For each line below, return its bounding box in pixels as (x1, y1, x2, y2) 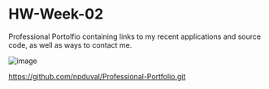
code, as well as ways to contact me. (8, 40, 132, 49)
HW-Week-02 (8, 5, 104, 23)
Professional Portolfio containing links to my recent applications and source (8, 32, 262, 41)
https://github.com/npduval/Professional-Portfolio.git (8, 71, 186, 81)
